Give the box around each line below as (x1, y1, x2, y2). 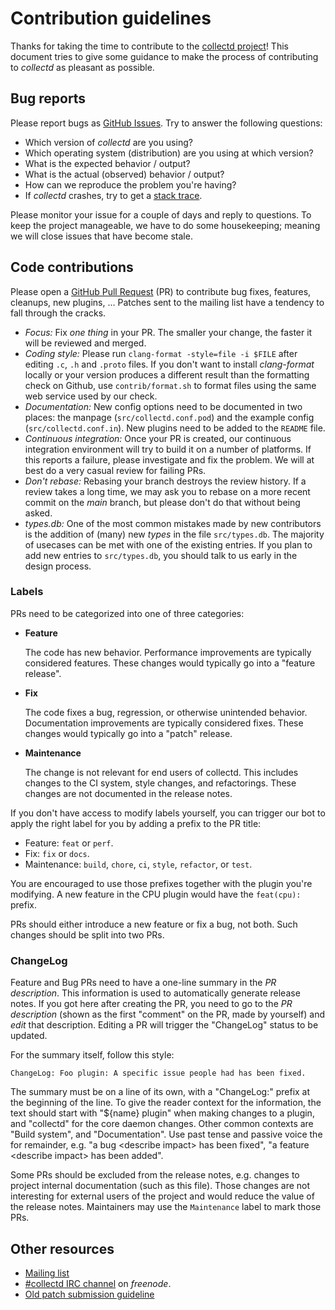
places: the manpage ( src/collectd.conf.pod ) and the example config (24, 411, 315, 423)
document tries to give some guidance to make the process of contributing (10, 50, 319, 62)
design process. (24, 560, 92, 572)
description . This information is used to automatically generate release (10, 987, 301, 999)
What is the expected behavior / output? (24, 157, 191, 169)
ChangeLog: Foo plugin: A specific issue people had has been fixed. (10, 1068, 307, 1079)
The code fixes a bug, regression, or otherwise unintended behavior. (24, 706, 308, 718)
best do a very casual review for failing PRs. (24, 464, 207, 476)
